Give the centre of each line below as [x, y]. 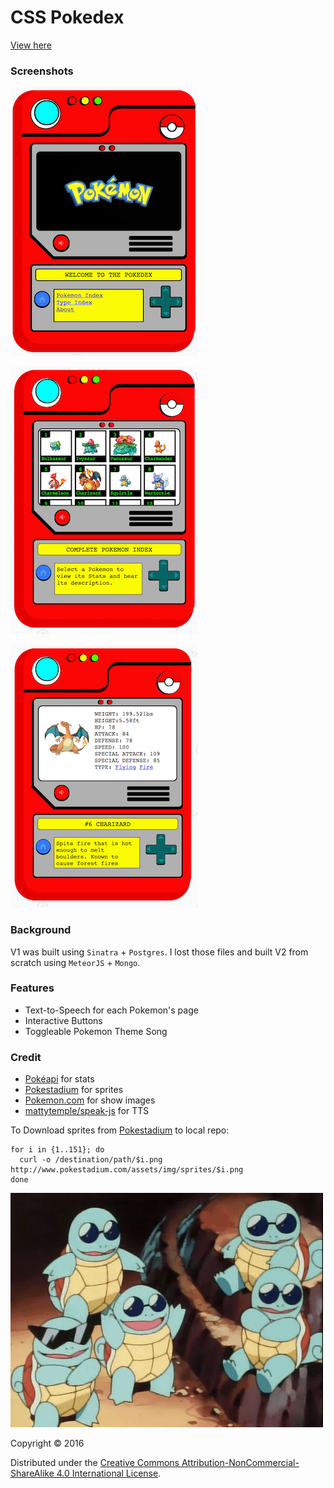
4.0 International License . [109, 1473]
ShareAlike [32, 1473]
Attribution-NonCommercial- [240, 1463]
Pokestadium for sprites [74, 1090]
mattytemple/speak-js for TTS [87, 1111]
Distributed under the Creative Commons [95, 1463]
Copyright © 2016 [47, 1443]
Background [41, 930]
